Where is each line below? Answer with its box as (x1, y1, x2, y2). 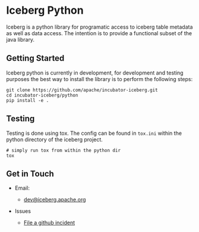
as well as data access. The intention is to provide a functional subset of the (6, 29, 192, 36)
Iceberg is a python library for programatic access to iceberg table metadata (6, 23, 193, 30)
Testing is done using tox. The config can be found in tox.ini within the (6, 129, 182, 137)
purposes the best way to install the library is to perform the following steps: (6, 75, 193, 82)
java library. (6, 36, 34, 43)
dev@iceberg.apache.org (23, 196, 86, 203)
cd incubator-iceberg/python (6, 92, 78, 98)
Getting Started (6, 53, 65, 63)
